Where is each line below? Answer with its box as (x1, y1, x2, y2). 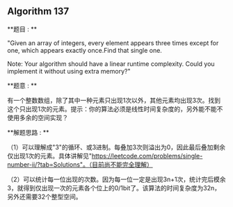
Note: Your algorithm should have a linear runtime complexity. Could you (7, 59, 215, 68)
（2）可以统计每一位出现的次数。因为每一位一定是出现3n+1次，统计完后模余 (7, 175, 226, 183)
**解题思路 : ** (7, 128, 49, 136)
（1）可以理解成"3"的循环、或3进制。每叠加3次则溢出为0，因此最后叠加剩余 (7, 142, 226, 151)
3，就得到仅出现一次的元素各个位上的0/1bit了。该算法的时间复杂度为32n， (7, 183, 221, 192)
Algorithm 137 (7, 6, 70, 17)
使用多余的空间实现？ (7, 113, 68, 122)
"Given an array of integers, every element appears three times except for (7, 38, 219, 47)
